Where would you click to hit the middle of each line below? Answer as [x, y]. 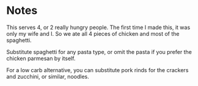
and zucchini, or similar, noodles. [48, 76]
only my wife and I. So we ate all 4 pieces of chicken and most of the [93, 33]
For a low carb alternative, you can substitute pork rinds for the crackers [97, 70]
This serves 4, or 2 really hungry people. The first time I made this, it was [98, 27]
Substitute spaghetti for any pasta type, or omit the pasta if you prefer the [99, 51]
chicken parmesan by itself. [41, 58]
